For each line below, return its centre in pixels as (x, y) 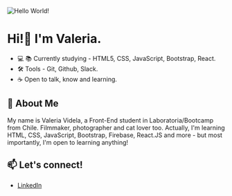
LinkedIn (29, 185)
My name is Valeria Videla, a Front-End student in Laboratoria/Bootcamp (110, 120)
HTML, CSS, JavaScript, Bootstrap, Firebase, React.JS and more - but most (115, 135)
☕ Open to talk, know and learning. (67, 79)
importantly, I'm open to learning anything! (68, 142)
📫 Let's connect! (45, 165)
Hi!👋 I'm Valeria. (54, 39)
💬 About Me (33, 104)
